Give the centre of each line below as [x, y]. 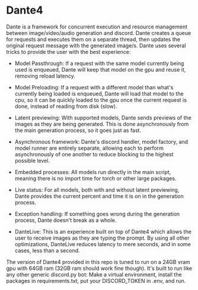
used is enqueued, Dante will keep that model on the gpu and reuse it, [100, 69]
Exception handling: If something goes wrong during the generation [97, 214]
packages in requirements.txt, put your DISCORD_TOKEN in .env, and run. [96, 281]
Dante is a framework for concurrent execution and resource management [97, 27]
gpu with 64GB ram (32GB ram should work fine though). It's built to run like [99, 268]
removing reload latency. [45, 76]
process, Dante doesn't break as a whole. [66, 220]
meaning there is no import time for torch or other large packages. [95, 178]
